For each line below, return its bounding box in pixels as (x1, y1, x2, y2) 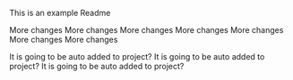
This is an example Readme (9, 8, 111, 18)
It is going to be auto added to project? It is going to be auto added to (9, 52, 265, 61)
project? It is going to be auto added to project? (9, 61, 185, 71)
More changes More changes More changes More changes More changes (9, 25, 284, 35)
